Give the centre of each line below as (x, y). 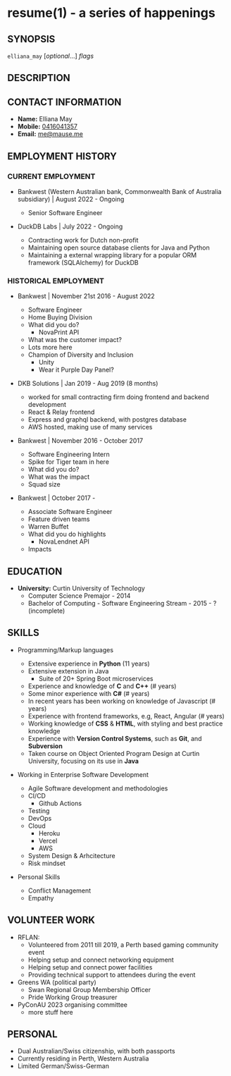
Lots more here (50, 348)
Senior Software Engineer (65, 212)
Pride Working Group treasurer (73, 997)
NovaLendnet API (64, 542)
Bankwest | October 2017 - (56, 498)
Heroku (49, 833)
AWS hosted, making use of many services (90, 427)
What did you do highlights (67, 534)
